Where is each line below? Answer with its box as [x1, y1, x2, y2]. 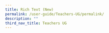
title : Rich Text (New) [5, 7, 54, 12]
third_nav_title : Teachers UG [5, 20, 67, 26]
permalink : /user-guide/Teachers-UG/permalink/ [5, 12, 105, 16]
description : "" [5, 16, 38, 21]
